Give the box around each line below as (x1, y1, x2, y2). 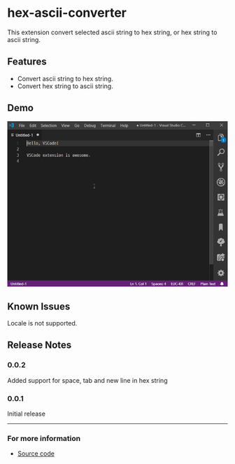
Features (7, 56, 47, 68)
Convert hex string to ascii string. (17, 82, 113, 90)
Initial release (7, 409, 45, 418)
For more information (7, 434, 81, 443)
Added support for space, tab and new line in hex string (7, 376, 168, 384)
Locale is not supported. (7, 319, 78, 328)
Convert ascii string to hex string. (17, 74, 113, 83)
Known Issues (7, 300, 71, 312)
